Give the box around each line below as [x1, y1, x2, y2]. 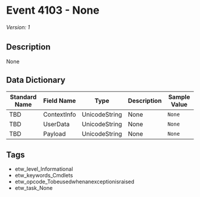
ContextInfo [43, 110, 76, 118]
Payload [43, 129, 66, 137]
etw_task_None [14, 185, 53, 192]
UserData [43, 120, 70, 128]
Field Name [43, 96, 76, 105]
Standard [10, 93, 37, 101]
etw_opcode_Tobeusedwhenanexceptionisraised [14, 178, 135, 185]
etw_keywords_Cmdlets [14, 172, 73, 179]
